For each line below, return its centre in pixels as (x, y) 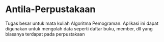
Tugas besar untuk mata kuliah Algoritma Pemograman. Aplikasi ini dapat (82, 23)
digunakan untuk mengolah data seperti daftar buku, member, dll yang (79, 28)
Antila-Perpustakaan (50, 9)
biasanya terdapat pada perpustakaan (45, 34)
